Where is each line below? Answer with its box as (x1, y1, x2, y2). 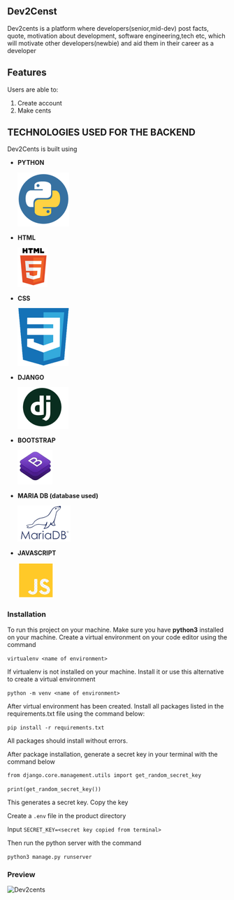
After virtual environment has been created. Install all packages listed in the (7, 702, 224, 710)
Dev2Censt (7, 6, 57, 17)
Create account (17, 99, 63, 107)
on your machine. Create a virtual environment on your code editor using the (7, 632, 228, 641)
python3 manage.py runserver (7, 853, 92, 860)
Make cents (17, 106, 52, 115)
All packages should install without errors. (7, 736, 128, 745)
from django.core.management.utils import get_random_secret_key (7, 771, 201, 778)
